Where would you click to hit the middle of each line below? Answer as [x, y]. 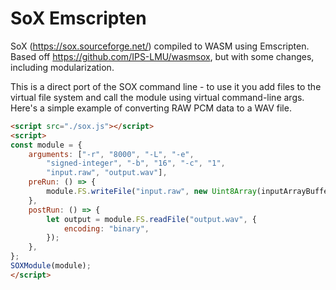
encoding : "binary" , [106, 228]
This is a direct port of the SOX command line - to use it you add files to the [166, 86]
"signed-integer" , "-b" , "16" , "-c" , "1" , [136, 163]
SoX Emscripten [78, 18]
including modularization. [62, 67]
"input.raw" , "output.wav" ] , [107, 173]
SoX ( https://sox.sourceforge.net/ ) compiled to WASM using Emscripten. [160, 46]
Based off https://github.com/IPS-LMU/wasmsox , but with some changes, [162, 56]
